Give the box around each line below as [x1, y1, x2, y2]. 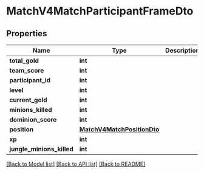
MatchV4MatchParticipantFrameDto [6, 4, 194, 18]
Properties [6, 28, 47, 39]
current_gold [9, 96, 47, 104]
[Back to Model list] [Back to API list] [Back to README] [6, 160, 146, 168]
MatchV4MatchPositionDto [79, 125, 160, 134]
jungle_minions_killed [9, 145, 74, 153]
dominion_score [9, 116, 57, 123]
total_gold [9, 56, 39, 65]
